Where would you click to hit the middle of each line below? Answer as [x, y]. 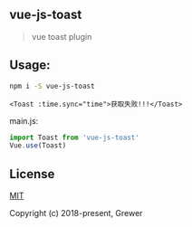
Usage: [30, 66]
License [32, 174]
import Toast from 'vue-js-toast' [75, 137]
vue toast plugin [62, 36]
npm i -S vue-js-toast [52, 86]
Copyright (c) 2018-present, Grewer [76, 213]
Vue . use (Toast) [38, 146]
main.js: [24, 120]
